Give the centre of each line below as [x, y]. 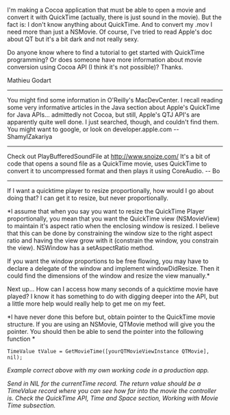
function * [21, 339]
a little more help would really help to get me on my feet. [86, 304]
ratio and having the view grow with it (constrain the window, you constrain [113, 240]
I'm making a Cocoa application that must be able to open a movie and [106, 10]
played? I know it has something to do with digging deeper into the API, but [113, 296]
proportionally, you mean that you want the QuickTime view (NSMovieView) [114, 218]
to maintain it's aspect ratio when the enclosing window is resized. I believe [113, 226]
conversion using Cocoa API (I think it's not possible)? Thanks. [95, 67]
